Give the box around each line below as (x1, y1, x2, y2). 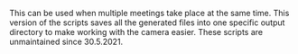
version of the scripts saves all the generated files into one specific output (9, 17, 285, 28)
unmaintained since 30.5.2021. (9, 36, 124, 47)
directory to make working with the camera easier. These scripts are (9, 27, 264, 37)
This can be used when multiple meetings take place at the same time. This (9, 8, 290, 18)
